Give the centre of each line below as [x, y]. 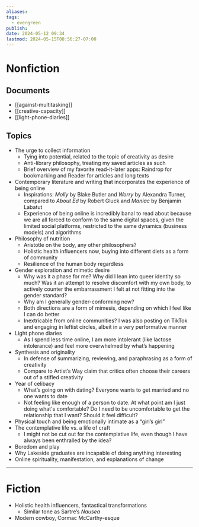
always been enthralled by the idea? [68, 440]
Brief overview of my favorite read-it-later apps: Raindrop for [98, 169]
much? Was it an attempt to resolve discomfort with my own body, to [107, 282]
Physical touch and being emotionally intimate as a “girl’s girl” [90, 421]
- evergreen [26, 23]
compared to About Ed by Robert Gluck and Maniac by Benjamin [102, 201]
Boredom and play [37, 446]
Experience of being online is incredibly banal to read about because [107, 213]
